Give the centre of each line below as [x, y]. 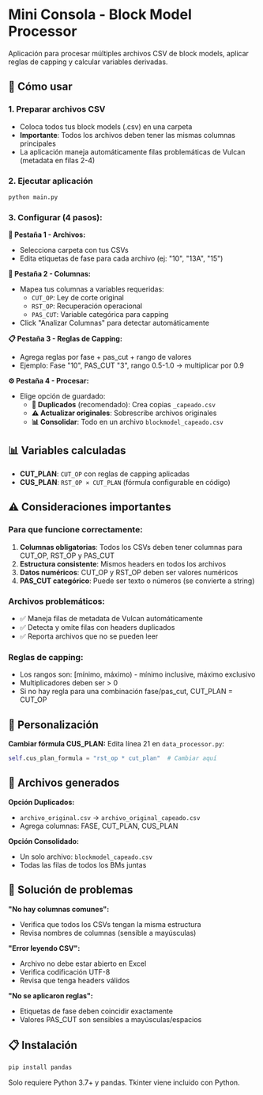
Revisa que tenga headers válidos [75, 980]
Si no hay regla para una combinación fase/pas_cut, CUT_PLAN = [126, 692]
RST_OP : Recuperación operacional [87, 306]
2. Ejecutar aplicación [51, 181]
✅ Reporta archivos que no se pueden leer [89, 636]
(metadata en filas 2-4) [57, 160]
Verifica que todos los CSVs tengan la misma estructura [110, 924]
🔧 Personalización [53, 725]
